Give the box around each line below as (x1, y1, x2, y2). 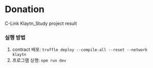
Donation (5, 4, 45, 15)
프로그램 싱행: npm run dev (12, 57, 67, 63)
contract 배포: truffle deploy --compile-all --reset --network (12, 47, 148, 53)
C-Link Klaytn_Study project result (5, 20, 77, 26)
